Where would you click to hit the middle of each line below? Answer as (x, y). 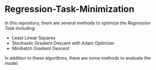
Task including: (20, 28)
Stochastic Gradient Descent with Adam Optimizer (63, 43)
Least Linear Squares (34, 38)
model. (12, 63)
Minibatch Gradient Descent (40, 48)
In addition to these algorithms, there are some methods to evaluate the (78, 58)
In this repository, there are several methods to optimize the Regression (78, 23)
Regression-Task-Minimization (70, 9)
